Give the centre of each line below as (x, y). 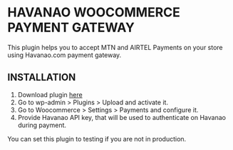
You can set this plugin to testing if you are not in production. (97, 139)
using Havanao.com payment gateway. (64, 55)
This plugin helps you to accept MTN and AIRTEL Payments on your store (115, 47)
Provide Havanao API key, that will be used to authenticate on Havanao (122, 117)
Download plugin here (50, 94)
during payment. (42, 125)
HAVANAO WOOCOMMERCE (94, 12)
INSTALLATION (42, 77)
